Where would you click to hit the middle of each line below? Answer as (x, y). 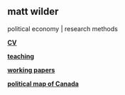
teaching (21, 56)
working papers (31, 69)
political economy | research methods (63, 28)
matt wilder (33, 12)
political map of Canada (43, 84)
